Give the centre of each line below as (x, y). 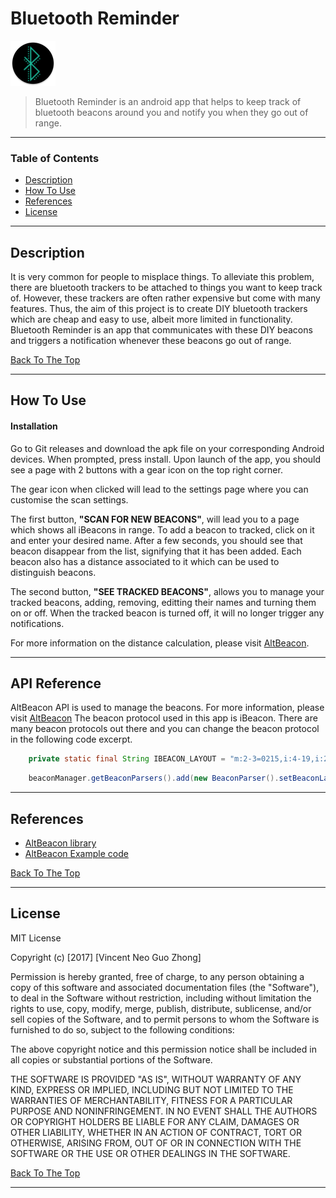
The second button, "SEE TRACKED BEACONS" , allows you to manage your (167, 591)
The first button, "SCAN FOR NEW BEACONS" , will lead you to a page (155, 519)
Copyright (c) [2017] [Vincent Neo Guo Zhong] (106, 957)
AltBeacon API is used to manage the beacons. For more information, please (167, 708)
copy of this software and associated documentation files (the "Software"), (165, 987)
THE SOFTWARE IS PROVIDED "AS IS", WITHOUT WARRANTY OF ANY (156, 1079)
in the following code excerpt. (71, 739)
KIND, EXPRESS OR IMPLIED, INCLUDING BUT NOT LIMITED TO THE (152, 1089)
